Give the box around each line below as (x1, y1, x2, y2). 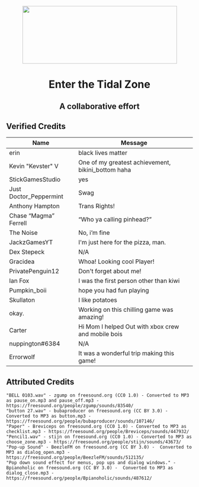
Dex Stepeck (9, 248, 45, 256)
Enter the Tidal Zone (48, 78, 151, 91)
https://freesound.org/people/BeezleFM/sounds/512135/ (6, 454, 145, 461)
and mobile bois (78, 330, 123, 338)
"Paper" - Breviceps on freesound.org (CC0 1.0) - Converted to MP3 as (6, 424, 187, 430)
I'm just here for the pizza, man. (78, 238, 166, 247)
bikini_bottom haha (78, 166, 131, 174)
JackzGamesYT (9, 238, 53, 247)
